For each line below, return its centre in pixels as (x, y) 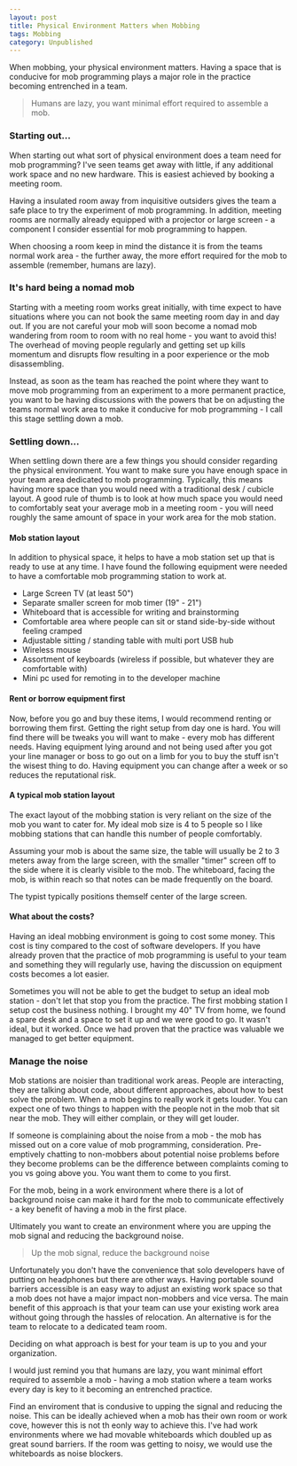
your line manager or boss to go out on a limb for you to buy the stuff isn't (144, 756)
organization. (33, 1353)
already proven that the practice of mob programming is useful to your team (148, 955)
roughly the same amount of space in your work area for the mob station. (143, 517)
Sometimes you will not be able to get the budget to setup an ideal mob (140, 991)
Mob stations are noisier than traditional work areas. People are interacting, (146, 1081)
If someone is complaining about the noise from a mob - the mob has (135, 1135)
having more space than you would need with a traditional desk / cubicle (142, 490)
